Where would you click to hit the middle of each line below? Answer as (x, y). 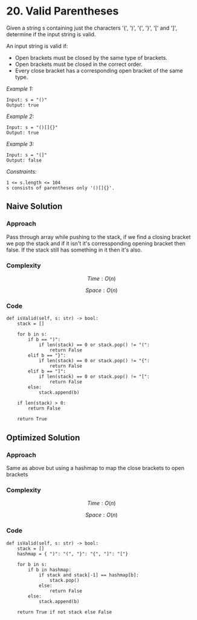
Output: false (24, 160)
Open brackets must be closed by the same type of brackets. (91, 57)
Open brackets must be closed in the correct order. (79, 64)
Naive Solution (34, 207)
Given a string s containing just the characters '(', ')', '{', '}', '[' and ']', (92, 28)
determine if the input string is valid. (51, 34)
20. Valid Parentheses (63, 11)
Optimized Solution (43, 438)
